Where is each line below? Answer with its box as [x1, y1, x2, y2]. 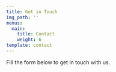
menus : [6, 20, 23, 26]
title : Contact [17, 31, 55, 37]
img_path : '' [6, 14, 39, 20]
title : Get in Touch [6, 8, 58, 15]
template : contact [6, 43, 52, 49]
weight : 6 [17, 37, 42, 43]
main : [11, 25, 26, 32]
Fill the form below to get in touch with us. [6, 58, 111, 66]
